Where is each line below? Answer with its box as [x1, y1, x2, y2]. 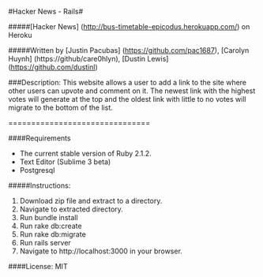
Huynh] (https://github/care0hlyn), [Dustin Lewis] [8, 54, 169, 63]
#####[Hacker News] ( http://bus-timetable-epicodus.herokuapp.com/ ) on [8, 22, 250, 31]
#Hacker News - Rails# [8, 7, 84, 16]
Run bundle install [19, 213, 78, 222]
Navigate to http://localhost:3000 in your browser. [19, 246, 183, 256]
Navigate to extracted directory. [19, 204, 124, 214]
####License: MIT [8, 262, 69, 271]
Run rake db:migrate [19, 230, 87, 239]
